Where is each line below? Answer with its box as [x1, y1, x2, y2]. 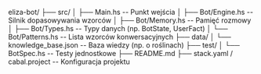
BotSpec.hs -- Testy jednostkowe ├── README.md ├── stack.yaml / [8, 49, 234, 58]
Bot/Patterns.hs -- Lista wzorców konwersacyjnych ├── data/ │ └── [8, 32, 231, 41]
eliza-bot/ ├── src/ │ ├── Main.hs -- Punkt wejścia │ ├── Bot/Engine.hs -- [8, 8, 253, 16]
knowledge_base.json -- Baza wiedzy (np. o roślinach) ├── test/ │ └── [8, 41, 241, 50]
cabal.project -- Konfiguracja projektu [8, 57, 131, 66]
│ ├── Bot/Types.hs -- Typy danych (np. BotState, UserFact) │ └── [8, 24, 229, 33]
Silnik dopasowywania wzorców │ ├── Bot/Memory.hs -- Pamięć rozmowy [8, 16, 252, 25]
